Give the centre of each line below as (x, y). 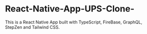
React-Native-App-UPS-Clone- (70, 9)
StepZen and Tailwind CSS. (32, 27)
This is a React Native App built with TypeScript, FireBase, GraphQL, (74, 22)
